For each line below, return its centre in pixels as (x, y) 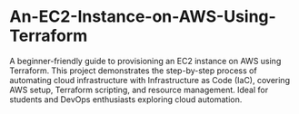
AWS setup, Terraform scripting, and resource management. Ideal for (139, 90)
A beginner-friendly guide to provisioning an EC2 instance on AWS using (145, 61)
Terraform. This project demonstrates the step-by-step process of (133, 71)
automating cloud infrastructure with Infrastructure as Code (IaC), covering (150, 80)
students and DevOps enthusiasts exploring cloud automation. (126, 99)
